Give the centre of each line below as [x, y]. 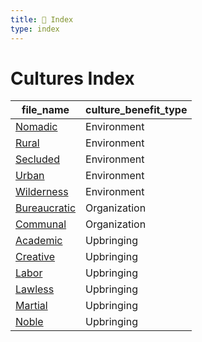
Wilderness [42, 192]
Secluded [37, 159]
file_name [45, 110]
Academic [39, 241]
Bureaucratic [46, 208]
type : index [35, 29]
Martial [31, 306]
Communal [41, 224]
